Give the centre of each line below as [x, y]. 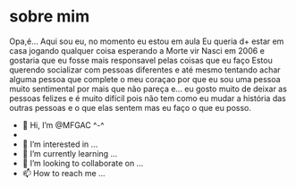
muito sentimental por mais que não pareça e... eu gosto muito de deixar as [148, 89]
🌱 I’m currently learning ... [70, 153]
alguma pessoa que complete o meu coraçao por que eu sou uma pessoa [145, 79]
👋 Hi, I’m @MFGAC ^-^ [63, 125]
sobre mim [50, 17]
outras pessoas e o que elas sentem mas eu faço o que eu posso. [131, 107]
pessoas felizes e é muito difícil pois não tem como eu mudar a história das [148, 98]
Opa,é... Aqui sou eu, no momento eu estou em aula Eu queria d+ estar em [147, 41]
